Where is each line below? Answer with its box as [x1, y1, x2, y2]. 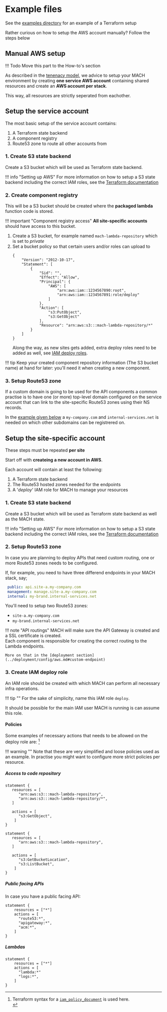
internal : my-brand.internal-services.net [7, 594, 97, 599]
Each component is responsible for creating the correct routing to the [5, 638, 147, 644]
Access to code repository [5, 770, 61, 776]
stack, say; [5, 575, 27, 581]
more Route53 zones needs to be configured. [5, 560, 98, 566]
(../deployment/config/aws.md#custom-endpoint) [5, 657, 106, 663]
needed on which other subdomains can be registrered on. [5, 420, 126, 426]
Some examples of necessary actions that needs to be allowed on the [5, 732, 148, 738]
